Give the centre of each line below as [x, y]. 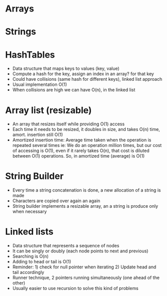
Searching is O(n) [30, 256]
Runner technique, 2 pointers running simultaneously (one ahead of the [86, 278]
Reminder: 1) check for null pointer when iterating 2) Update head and [84, 267]
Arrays [19, 9]
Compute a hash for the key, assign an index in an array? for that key [83, 74]
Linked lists [29, 232]
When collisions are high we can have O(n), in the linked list [74, 90]
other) [19, 283]
